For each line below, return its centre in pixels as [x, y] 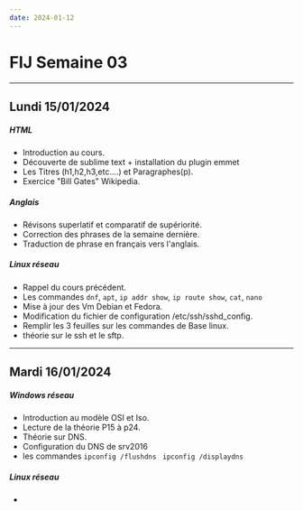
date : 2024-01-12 [42, 18]
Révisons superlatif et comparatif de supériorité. [112, 224]
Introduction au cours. [64, 152]
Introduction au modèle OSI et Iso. [86, 418]
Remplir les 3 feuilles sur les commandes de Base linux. [125, 325]
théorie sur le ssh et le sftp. [73, 335]
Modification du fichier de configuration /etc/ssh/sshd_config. [138, 316]
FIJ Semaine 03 [69, 62]
